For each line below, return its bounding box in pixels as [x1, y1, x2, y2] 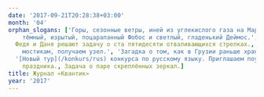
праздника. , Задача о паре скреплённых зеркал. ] [22, 63, 185, 70]
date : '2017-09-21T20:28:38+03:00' [8, 11, 125, 20]
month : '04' [8, 19, 47, 27]
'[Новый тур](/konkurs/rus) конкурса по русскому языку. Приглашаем [15, 56, 244, 63]
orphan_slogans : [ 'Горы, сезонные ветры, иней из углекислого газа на [8, 26, 244, 34]
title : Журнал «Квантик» [8, 70, 90, 77]
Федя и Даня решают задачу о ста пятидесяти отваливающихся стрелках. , [15, 41, 255, 48]
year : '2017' [8, 77, 51, 84]
